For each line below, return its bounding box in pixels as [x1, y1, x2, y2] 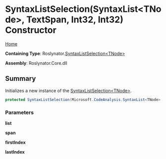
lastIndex [5, 149, 25, 155]
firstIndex [5, 139, 26, 145]
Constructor [5, 25, 57, 36]
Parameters [5, 109, 34, 116]
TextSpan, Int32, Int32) [26, 14, 124, 25]
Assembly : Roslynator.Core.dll [5, 60, 68, 66]
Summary [5, 74, 36, 83]
